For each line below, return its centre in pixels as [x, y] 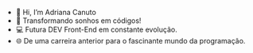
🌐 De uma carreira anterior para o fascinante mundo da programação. [130, 41]
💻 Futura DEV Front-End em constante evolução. [96, 29]
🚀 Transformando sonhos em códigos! [78, 21]
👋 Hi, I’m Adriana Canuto [56, 12]
